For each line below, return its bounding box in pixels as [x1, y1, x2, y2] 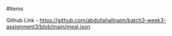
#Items [6, 5, 24, 12]
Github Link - [6, 17, 39, 23]
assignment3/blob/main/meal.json [6, 23, 90, 30]
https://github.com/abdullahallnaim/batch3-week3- [40, 17, 167, 23]
